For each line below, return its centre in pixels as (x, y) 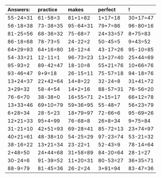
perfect (107, 10)
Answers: (19, 10)
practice (48, 10)
